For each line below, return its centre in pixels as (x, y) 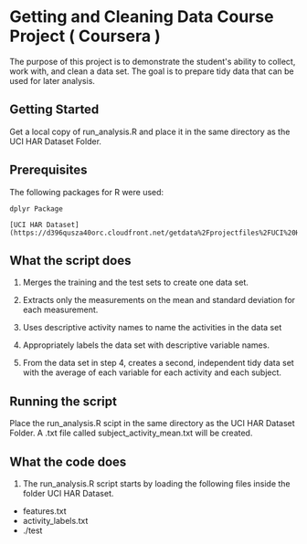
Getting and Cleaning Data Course (142, 17)
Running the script (63, 401)
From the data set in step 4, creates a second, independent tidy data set (158, 363)
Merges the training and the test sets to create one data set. (135, 282)
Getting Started (54, 110)
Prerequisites (48, 170)
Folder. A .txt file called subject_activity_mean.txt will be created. (131, 433)
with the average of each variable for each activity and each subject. (152, 372)
